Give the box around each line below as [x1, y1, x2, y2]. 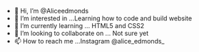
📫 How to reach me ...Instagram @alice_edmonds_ [14, 37, 165, 45]
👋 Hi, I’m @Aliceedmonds [14, 7, 89, 15]
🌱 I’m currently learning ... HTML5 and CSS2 [14, 22, 145, 30]
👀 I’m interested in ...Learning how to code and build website [14, 14, 193, 22]
